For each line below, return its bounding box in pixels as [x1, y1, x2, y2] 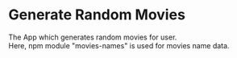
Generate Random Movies [8, 6, 185, 24]
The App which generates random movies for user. [8, 32, 177, 42]
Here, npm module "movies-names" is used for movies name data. [8, 40, 230, 50]
